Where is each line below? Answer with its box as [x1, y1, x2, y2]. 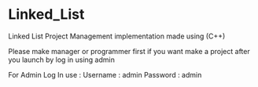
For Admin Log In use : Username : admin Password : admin [8, 70, 202, 79]
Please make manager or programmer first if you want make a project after [8, 46, 250, 56]
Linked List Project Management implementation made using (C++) [8, 31, 226, 41]
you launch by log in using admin [8, 55, 116, 64]
